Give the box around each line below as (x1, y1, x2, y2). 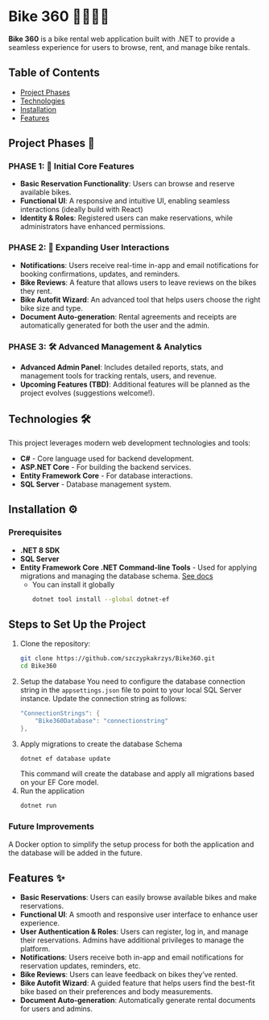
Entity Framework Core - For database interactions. (19, 470, 193, 480)
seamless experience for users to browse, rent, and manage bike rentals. (8, 42, 250, 52)
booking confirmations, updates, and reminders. (19, 269, 180, 278)
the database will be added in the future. (8, 847, 143, 858)
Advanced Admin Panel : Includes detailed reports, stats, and (19, 362, 224, 372)
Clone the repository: (19, 639, 91, 649)
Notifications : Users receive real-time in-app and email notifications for (19, 260, 259, 270)
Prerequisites (8, 527, 62, 538)
